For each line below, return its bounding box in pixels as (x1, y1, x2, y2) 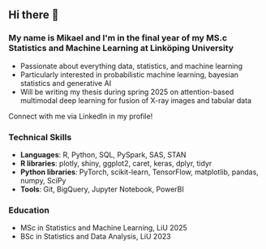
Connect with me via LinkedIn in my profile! (8, 111, 153, 121)
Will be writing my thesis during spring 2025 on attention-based (19, 87, 234, 97)
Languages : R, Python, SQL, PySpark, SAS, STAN (19, 149, 187, 159)
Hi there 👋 (8, 8, 59, 22)
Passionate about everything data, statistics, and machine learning (19, 61, 243, 71)
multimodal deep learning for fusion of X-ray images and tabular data (19, 95, 252, 105)
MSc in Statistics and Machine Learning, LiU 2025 (19, 223, 188, 233)
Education (8, 204, 50, 216)
